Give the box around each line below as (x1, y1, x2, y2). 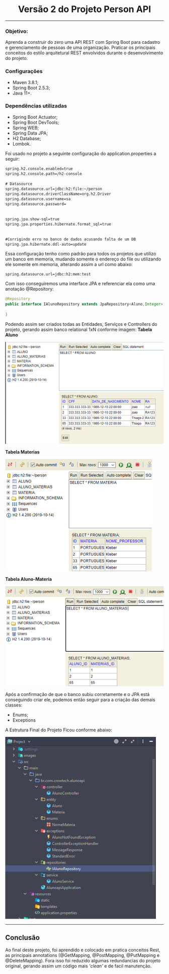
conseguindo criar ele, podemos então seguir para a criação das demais (5, 697, 155, 703)
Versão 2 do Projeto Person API (18, 4, 151, 15)
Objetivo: (5, 28, 29, 35)
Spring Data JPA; (12, 130, 48, 136)
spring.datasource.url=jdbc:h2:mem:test (5, 271, 92, 276)
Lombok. (12, 141, 31, 147)
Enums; (12, 712, 29, 718)
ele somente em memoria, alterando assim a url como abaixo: (5, 261, 133, 267)
